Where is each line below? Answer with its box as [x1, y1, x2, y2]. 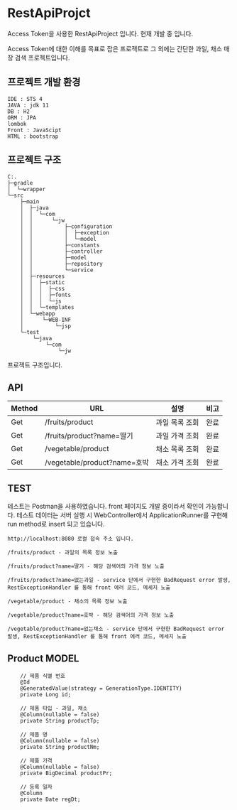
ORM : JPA [7, 114, 37, 121]
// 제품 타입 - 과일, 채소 [20, 705, 88, 712]
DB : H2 [7, 108, 31, 115]
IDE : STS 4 [7, 95, 43, 102]
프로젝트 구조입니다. [7, 360, 62, 369]
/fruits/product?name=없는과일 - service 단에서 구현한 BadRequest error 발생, [7, 577, 231, 584]
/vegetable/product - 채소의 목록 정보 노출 [7, 598, 128, 605]
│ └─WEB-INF [20, 316, 72, 323]
